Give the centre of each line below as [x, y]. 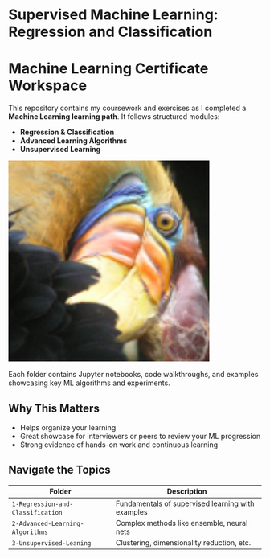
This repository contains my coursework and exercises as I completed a [127, 108]
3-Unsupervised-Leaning [51, 544]
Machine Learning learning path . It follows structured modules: [114, 117]
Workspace [47, 86]
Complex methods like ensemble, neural [182, 523]
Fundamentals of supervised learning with [185, 503]
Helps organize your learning [68, 427]
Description [187, 491]
